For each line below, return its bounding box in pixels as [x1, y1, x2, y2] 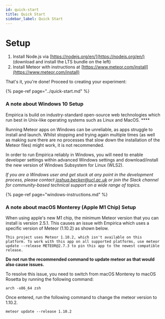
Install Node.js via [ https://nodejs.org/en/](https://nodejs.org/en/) [12, 53, 145, 59]
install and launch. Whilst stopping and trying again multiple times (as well [5, 132, 155, 137]
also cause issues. [5, 261, 45, 267]
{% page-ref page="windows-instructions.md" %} [5, 191, 108, 197]
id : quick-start [5, 7, 39, 12]
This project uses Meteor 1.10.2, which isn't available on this [5, 235, 142, 239]
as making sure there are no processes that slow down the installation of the [5, 137, 160, 143]
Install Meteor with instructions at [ [12, 64, 83, 70]
